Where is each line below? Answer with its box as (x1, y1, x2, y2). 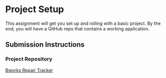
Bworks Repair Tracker (5, 67, 53, 73)
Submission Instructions (5, 41, 85, 49)
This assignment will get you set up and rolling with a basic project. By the (5, 20, 161, 26)
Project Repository (5, 56, 52, 63)
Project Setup (5, 4, 65, 15)
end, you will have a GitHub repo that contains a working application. (5, 25, 150, 31)
